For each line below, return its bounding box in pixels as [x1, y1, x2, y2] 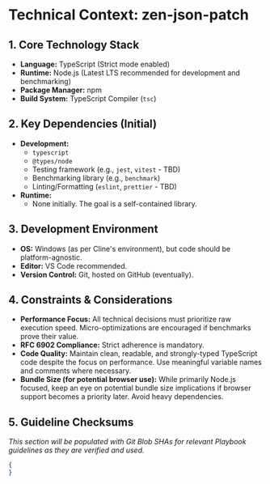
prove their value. [19, 332, 79, 342]
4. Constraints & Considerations [8, 293, 173, 307]
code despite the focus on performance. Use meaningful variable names [19, 358, 263, 367]
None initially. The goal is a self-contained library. [32, 198, 198, 208]
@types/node [32, 157, 73, 165]
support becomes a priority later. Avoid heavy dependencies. [19, 392, 224, 401]
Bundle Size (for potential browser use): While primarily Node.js [19, 375, 237, 384]
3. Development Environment [8, 223, 158, 236]
